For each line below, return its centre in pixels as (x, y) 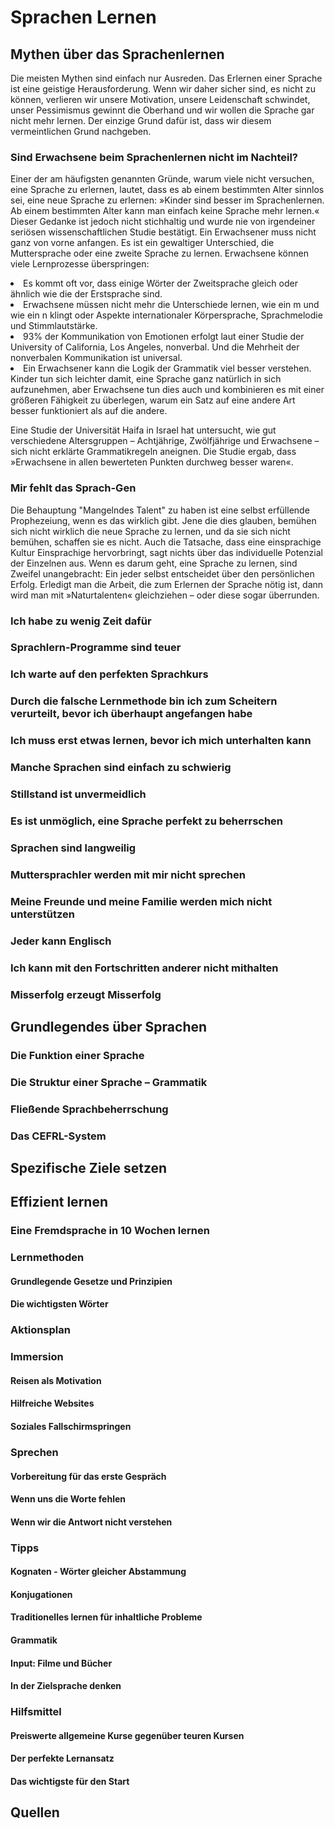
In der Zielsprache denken (66, 1686)
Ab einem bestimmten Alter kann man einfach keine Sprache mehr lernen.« (165, 211)
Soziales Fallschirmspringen (71, 1427)
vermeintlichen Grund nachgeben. (81, 131)
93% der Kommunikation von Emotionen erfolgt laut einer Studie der (164, 337)
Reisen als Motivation (56, 1380)
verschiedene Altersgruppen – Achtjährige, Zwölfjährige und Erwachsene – (165, 441)
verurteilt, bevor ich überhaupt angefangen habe (131, 714)
